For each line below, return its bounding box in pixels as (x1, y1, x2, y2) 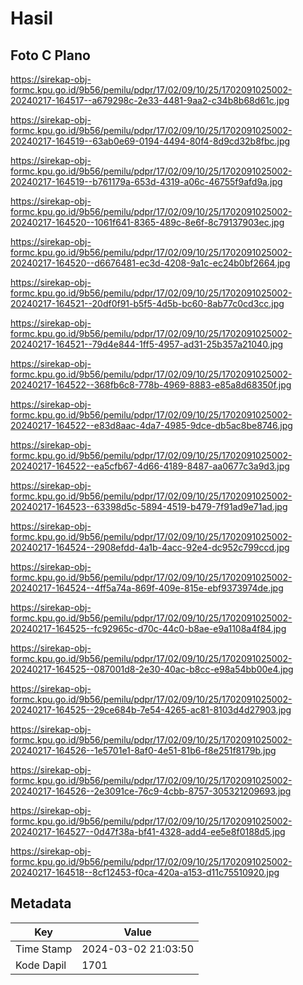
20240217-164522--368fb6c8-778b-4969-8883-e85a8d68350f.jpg (10, 379, 292, 391)
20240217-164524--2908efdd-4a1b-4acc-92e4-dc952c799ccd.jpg (10, 542, 290, 553)
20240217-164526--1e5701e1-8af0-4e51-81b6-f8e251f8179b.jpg (10, 745, 277, 756)
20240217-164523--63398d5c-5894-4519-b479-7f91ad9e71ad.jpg (10, 501, 288, 512)
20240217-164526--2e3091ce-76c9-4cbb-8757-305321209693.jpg (10, 785, 292, 797)
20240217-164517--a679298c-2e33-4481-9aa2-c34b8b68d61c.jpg (10, 95, 290, 106)
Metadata (10, 895, 72, 912)
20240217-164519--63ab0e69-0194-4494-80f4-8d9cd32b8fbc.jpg (10, 135, 291, 147)
